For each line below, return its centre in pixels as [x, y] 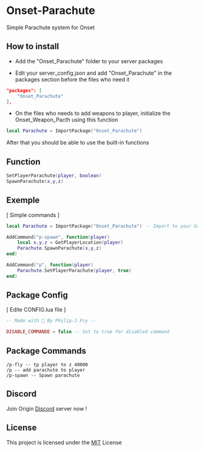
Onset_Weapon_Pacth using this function [66, 120]
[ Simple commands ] [33, 215]
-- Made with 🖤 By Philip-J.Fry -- [51, 321]
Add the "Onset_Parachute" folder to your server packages [89, 61]
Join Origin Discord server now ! [47, 408]
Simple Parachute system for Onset [51, 27]
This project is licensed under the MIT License [64, 442]
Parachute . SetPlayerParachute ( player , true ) [74, 270]
